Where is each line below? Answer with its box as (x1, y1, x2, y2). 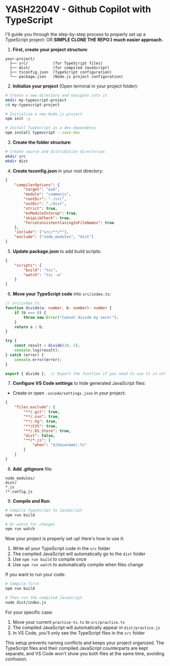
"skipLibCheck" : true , (23, 215, 71, 221)
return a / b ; (14, 324, 44, 329)
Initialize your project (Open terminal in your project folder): (12, 83, 138, 89)
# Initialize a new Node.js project (5, 111, 82, 116)
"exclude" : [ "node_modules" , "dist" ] (14, 234, 94, 239)
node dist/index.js (5, 600, 47, 605)
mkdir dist (5, 159, 28, 164)
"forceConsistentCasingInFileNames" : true (23, 220, 114, 225)
